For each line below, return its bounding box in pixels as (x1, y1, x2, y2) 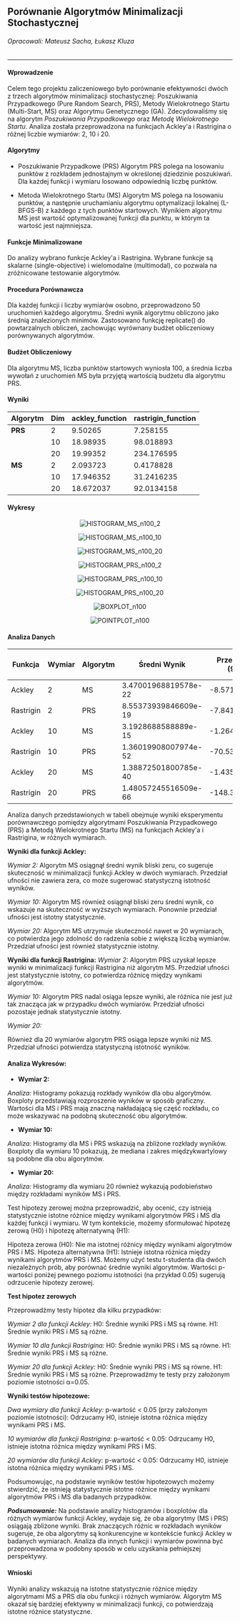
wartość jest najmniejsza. (17, 222, 93, 229)
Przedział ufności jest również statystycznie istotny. (7, 942, 160, 951)
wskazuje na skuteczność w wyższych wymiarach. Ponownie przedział (7, 905, 217, 914)
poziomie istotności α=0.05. (7, 1378, 90, 1386)
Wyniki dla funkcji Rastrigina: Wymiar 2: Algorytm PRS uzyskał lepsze (7, 956, 216, 964)
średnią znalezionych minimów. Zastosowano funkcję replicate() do (7, 316, 206, 324)
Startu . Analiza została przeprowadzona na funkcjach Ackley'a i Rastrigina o (7, 121, 232, 131)
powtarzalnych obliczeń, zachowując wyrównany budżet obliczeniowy (7, 324, 215, 332)
